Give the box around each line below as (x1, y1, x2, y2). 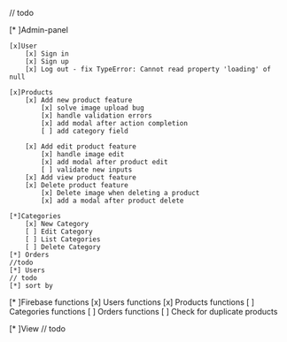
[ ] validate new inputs (41, 165, 133, 174)
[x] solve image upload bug (41, 103, 144, 112)
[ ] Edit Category (25, 227, 93, 236)
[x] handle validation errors (41, 111, 152, 120)
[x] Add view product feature (25, 173, 137, 182)
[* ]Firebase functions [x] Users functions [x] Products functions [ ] (9, 297, 255, 308)
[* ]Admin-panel (9, 25, 69, 34)
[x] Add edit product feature (25, 142, 137, 151)
